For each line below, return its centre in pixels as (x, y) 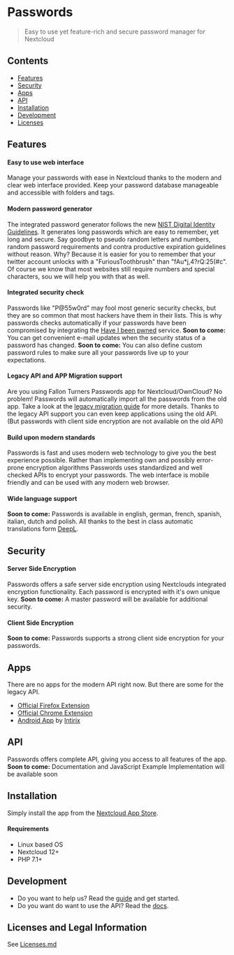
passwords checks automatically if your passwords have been (97, 323)
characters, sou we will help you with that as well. (79, 276)
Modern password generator (50, 208)
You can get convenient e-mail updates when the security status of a (107, 337)
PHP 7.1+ (30, 859)
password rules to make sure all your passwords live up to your (98, 352)
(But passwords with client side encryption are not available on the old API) (115, 421)
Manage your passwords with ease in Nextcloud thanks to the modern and (115, 178)
